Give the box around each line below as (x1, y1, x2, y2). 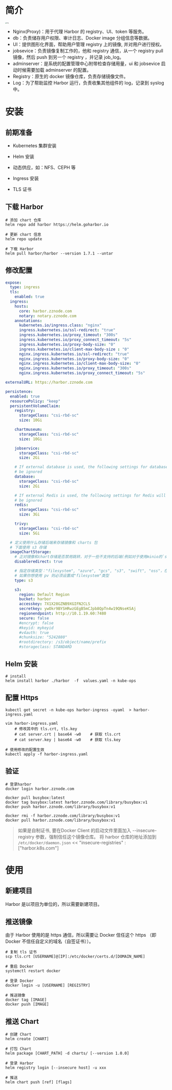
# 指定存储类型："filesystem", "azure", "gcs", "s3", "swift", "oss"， (14, 568, 165, 573)
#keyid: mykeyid (18, 625, 54, 630)
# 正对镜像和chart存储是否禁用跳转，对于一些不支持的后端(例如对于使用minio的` (14, 554, 165, 560)
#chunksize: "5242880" (18, 635, 68, 640)
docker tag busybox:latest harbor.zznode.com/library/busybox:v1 (5, 800, 147, 805)
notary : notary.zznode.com (18, 313, 77, 319)
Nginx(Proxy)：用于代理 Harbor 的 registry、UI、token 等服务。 (12, 28, 147, 34)
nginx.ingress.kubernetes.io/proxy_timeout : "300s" (18, 366, 132, 371)
